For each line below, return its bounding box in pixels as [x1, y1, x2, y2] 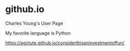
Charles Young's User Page [5, 20, 63, 26]
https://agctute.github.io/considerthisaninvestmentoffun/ [5, 39, 125, 46]
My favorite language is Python [5, 30, 71, 36]
